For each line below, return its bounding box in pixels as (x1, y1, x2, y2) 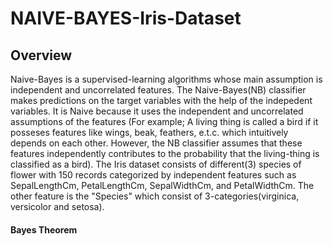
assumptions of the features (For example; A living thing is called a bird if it (10, 116, 319, 127)
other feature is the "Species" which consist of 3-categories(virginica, (10, 190, 300, 202)
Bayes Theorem (10, 223, 78, 236)
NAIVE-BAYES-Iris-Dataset (10, 7, 242, 30)
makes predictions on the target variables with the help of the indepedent (10, 95, 313, 106)
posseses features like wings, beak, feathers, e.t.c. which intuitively (10, 127, 289, 138)
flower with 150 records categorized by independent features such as (10, 169, 297, 181)
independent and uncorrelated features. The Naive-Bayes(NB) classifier (10, 84, 307, 96)
